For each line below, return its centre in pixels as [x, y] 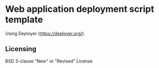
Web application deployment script [80, 9]
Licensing [21, 49]
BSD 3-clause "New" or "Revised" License [49, 61]
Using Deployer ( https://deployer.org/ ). [45, 33]
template [24, 20]
